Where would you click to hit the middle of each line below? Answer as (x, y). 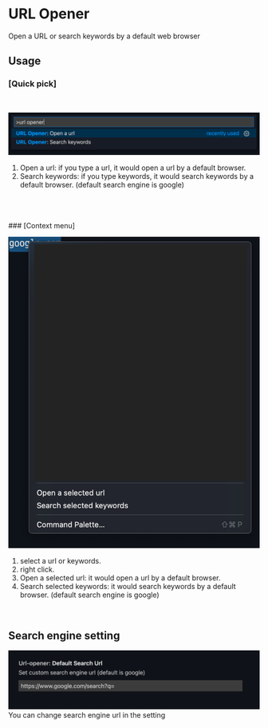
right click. (37, 570)
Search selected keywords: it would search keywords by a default (128, 587)
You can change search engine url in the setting (87, 715)
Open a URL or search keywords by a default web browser (104, 36)
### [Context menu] (42, 226)
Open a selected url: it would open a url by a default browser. (120, 578)
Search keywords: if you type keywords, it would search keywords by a (136, 176)
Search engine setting (64, 635)
